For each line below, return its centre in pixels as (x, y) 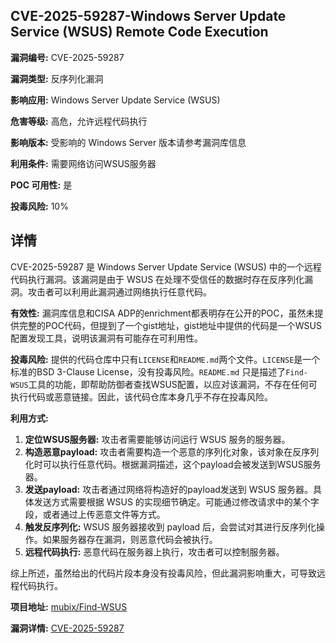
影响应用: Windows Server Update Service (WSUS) (115, 100)
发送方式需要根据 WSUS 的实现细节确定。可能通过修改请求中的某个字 (176, 501)
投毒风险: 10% (39, 206)
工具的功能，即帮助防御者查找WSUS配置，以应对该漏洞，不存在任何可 (173, 384)
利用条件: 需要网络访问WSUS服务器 (83, 163)
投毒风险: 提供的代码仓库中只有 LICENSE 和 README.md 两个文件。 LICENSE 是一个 (165, 359)
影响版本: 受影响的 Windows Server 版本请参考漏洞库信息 (128, 142)
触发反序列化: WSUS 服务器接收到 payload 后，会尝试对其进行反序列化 (170, 526)
